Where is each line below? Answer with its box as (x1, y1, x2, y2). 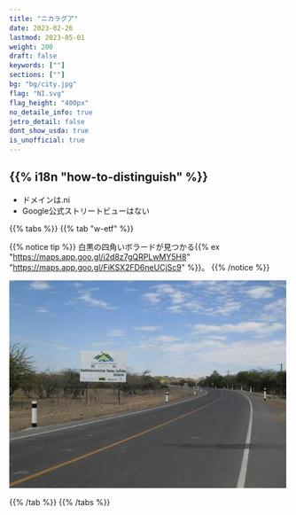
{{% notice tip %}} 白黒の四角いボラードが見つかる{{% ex (9, 241, 220, 252)
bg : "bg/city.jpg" (9, 80, 77, 89)
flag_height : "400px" (9, 98, 90, 107)
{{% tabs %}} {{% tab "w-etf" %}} (9, 222, 135, 234)
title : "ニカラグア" (9, 14, 78, 23)
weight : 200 (9, 43, 53, 51)
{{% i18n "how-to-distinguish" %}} (9, 169, 208, 185)
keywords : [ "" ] (9, 61, 66, 70)
